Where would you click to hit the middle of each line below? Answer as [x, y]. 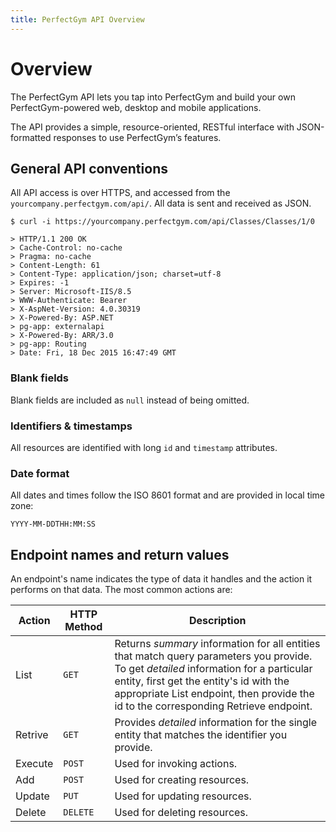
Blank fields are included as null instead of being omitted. [130, 400]
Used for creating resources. [182, 780]
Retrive [32, 735]
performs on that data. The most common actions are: [121, 590]
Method [83, 627]
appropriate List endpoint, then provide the [214, 694]
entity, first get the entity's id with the [202, 681]
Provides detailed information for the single [215, 723]
